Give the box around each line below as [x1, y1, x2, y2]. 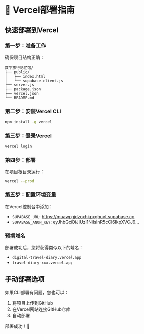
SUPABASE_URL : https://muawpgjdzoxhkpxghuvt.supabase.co [12, 213, 135, 219]
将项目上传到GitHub [12, 300, 53, 306]
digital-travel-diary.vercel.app [12, 255, 82, 260]
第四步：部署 [5, 157, 36, 164]
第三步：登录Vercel [5, 132, 52, 139]
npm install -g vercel [5, 120, 52, 125]
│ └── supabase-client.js [5, 78, 64, 83]
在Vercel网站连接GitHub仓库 [12, 306, 71, 312]
